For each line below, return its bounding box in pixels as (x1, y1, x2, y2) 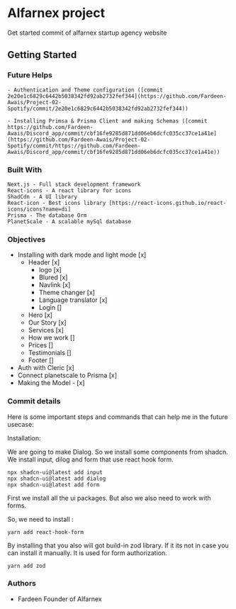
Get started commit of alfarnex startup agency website (7, 28, 167, 37)
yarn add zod (7, 562, 46, 569)
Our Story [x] (28, 318, 67, 327)
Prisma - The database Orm (7, 211, 87, 219)
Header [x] (28, 258, 60, 267)
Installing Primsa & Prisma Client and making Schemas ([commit (13, 117, 208, 125)
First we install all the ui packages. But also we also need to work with (7, 493, 211, 502)
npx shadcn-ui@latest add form (7, 481, 100, 488)
